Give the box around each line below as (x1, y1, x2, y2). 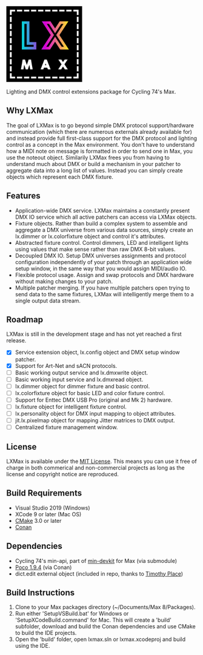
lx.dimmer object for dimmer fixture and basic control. (15, 382, 150, 390)
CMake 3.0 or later (15, 517, 62, 524)
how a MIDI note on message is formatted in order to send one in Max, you (6, 147, 193, 155)
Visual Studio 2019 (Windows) (15, 504, 90, 511)
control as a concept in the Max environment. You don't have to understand (6, 141, 195, 148)
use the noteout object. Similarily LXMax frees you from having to (6, 154, 170, 161)
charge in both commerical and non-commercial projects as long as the (6, 464, 185, 471)
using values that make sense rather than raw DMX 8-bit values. (15, 245, 176, 253)
